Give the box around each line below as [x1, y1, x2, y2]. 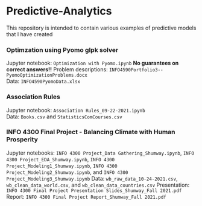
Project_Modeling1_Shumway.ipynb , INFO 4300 [6, 162, 118, 169]
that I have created [6, 30, 53, 37]
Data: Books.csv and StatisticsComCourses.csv [6, 113, 122, 120]
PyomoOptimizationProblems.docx [6, 72, 87, 79]
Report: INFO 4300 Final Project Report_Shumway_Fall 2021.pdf [6, 193, 167, 200]
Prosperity [6, 135, 38, 144]
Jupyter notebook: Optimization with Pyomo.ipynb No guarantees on [6, 59, 179, 67]
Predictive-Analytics [6, 4, 113, 18]
